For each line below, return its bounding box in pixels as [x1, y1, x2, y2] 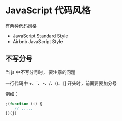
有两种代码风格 [5, 23, 37, 29]
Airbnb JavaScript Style [12, 38, 63, 44]
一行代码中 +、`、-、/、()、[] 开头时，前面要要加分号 [5, 80, 117, 86]
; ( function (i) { [5, 101, 43, 106]
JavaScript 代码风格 [5, 5, 91, 16]
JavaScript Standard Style [12, 33, 68, 39]
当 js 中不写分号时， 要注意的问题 [5, 69, 76, 75]
